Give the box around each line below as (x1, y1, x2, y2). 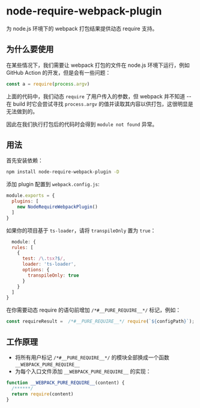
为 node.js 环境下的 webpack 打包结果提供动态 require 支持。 (6, 25, 158, 32)
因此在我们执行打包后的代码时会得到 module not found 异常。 (6, 121, 158, 128)
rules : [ (11, 244, 34, 251)
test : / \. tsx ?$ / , (22, 256, 66, 262)
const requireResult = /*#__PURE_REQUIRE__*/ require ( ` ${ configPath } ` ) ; (6, 318, 195, 325)
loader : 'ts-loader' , (22, 261, 77, 268)
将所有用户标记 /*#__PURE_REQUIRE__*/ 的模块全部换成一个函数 (14, 354, 170, 361)
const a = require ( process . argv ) (6, 81, 90, 87)
